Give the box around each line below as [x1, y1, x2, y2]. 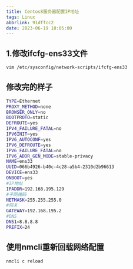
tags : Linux [6, 14, 35, 20]
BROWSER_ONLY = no [6, 109, 46, 115]
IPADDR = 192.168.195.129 [6, 186, 65, 192]
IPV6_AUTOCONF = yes [6, 136, 51, 142]
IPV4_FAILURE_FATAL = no [6, 126, 62, 132]
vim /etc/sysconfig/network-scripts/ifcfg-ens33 [6, 64, 128, 71]
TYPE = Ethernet [6, 98, 41, 104]
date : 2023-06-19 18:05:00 [6, 25, 72, 31]
